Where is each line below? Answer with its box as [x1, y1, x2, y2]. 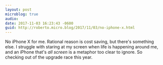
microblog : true [5, 12, 38, 17]
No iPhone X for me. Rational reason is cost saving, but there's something [5, 39, 154, 44]
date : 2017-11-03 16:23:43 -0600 [5, 21, 74, 26]
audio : [5, 16, 19, 21]
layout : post [5, 7, 32, 12]
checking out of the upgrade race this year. [5, 54, 93, 60]
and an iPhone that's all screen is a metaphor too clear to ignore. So [5, 49, 142, 55]
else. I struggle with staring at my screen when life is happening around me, [5, 44, 159, 50]
